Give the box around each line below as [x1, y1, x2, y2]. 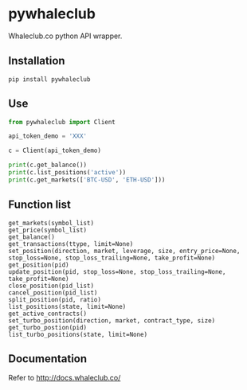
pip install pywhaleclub [8, 75, 91, 84]
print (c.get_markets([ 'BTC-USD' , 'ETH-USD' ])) [8, 176, 166, 184]
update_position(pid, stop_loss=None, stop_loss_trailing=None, [8, 267, 226, 275]
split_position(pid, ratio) [8, 295, 102, 303]
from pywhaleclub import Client [8, 118, 116, 126]
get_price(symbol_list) [8, 226, 88, 234]
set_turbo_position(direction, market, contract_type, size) [8, 316, 216, 325]
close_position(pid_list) [8, 282, 94, 290]
